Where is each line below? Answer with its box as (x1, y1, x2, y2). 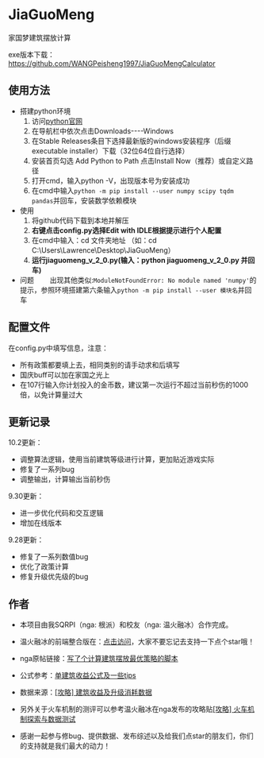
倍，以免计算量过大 (19, 389, 83, 399)
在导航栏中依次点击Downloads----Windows (31, 126, 174, 136)
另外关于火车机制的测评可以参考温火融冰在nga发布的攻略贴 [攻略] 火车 (19, 705, 248, 714)
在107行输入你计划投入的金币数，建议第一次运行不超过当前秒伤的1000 (19, 380, 249, 389)
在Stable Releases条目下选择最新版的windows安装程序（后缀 (31, 136, 231, 145)
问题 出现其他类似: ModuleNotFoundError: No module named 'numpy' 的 (19, 275, 257, 284)
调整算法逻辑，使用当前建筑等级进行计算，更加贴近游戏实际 (19, 454, 215, 464)
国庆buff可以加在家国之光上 (19, 369, 110, 379)
